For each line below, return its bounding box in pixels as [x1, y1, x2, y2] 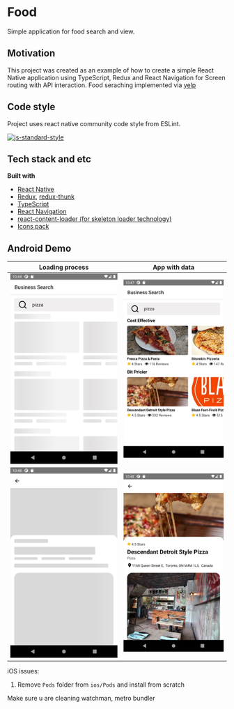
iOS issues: [7, 666, 40, 675]
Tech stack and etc [7, 153, 92, 165]
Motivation [7, 47, 56, 59]
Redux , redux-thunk [17, 192, 75, 201]
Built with [7, 171, 36, 180]
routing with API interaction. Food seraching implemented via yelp [7, 81, 196, 89]
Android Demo [7, 242, 72, 254]
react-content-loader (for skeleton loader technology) [17, 215, 172, 223]
